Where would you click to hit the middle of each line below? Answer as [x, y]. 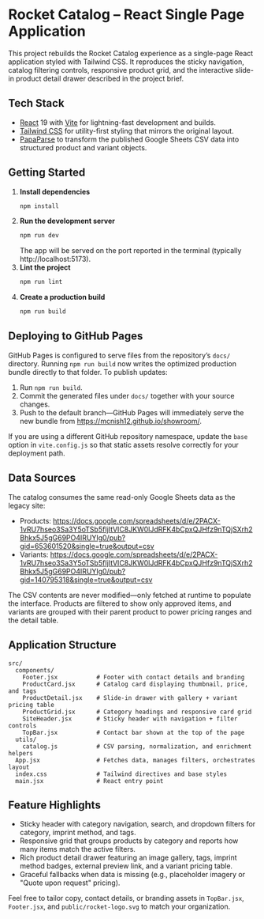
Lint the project [45, 267]
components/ [35, 670]
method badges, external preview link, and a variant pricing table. [126, 866]
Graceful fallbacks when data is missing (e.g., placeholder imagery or [132, 875]
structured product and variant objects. [83, 147]
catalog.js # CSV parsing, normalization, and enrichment [137, 746]
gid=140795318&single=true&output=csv [86, 580]
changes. [35, 404]
